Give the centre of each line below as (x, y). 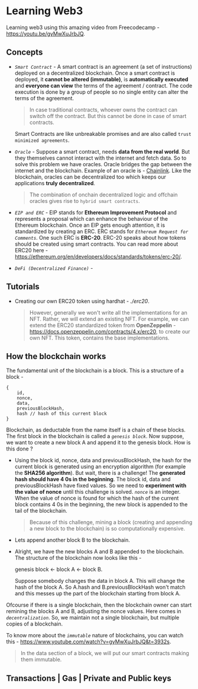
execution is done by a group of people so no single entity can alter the (101, 92)
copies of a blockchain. (35, 624)
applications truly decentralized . (55, 183)
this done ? (20, 449)
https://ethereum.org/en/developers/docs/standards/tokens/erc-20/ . (98, 256)
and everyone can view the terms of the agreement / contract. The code (103, 85)
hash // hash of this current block (62, 414)
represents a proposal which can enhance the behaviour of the (91, 218)
